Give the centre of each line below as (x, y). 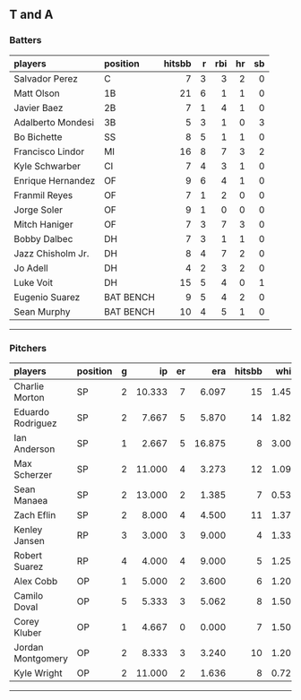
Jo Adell (31, 268)
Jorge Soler (39, 210)
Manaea (31, 500)
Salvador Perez (46, 78)
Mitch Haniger (43, 224)
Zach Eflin (35, 514)
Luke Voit (34, 282)
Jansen (29, 540)
